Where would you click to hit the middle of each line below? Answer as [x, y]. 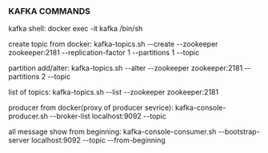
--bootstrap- [239, 132]
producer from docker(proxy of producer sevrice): [91, 108]
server [19, 140]
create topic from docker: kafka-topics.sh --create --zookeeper [113, 44]
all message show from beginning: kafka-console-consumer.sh [112, 132]
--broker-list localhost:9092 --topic [108, 116]
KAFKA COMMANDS [49, 11]
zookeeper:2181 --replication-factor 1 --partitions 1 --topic [104, 53]
